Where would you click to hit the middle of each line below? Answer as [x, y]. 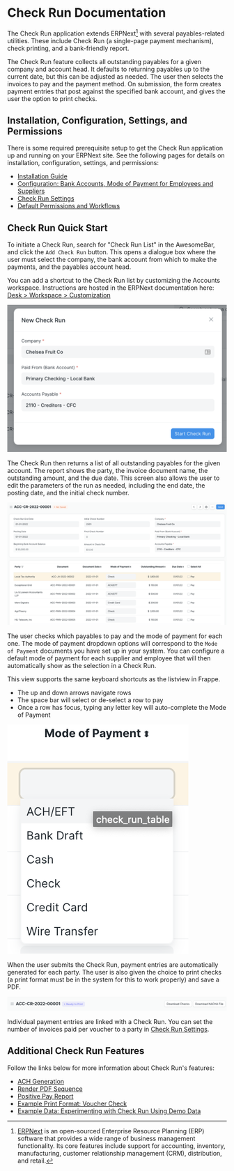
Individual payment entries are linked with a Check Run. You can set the [110, 1021]
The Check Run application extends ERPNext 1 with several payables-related [116, 33]
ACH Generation [41, 1081]
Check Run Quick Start [57, 228]
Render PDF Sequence [50, 1089]
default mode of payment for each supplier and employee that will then [109, 658]
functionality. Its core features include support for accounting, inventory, [121, 1146]
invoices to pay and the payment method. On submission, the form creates [114, 84]
